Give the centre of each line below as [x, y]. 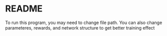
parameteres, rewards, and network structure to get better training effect [80, 27]
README [24, 9]
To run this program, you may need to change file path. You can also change [84, 22]
